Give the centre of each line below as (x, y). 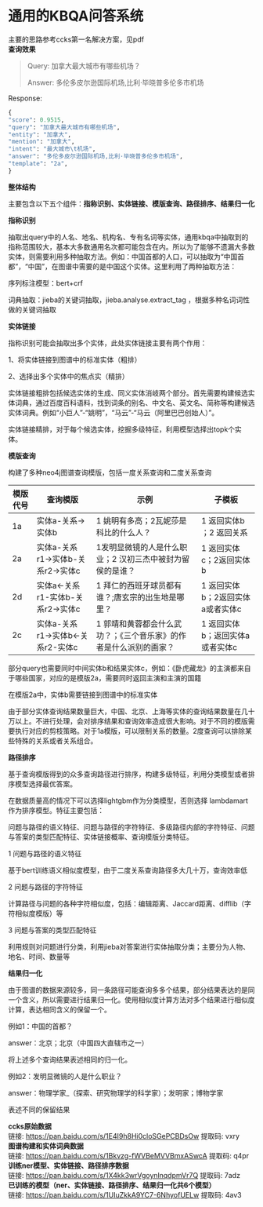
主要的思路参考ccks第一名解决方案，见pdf (76, 39)
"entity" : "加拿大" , (40, 134)
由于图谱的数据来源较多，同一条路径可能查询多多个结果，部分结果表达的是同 (131, 990)
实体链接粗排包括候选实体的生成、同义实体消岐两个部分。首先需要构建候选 (128, 392)
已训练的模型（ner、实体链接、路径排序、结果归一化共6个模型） (112, 1185)
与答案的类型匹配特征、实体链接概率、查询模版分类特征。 (101, 837)
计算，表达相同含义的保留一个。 (59, 1009)
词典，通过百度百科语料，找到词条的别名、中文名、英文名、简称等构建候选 (135, 403)
